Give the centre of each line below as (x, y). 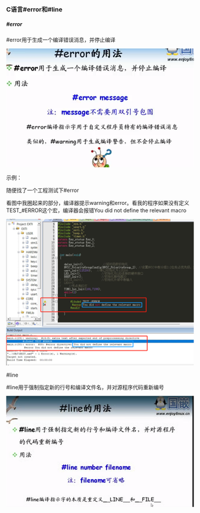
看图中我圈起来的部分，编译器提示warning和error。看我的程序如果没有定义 (98, 203)
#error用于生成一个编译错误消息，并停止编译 (61, 39)
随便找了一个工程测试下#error (43, 190)
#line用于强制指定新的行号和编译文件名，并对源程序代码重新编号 (85, 387)
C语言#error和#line (34, 9)
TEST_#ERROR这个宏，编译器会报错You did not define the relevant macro (96, 210)
